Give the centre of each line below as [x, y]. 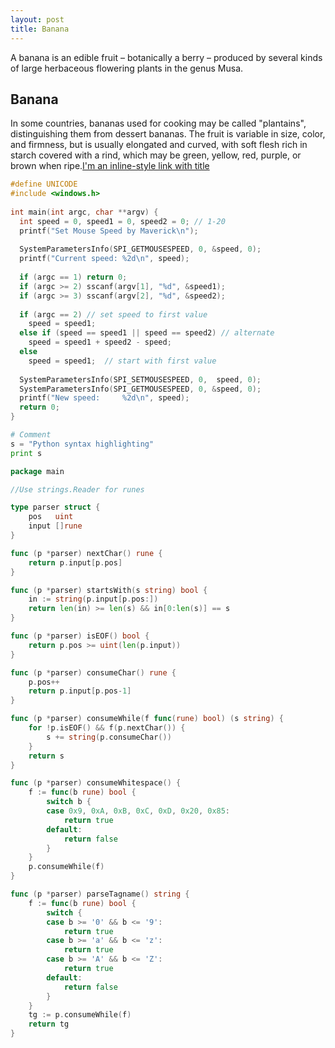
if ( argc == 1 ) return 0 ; [73, 277]
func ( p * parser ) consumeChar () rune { [93, 672]
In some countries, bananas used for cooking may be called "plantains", [158, 123]
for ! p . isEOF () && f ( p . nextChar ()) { [107, 728]
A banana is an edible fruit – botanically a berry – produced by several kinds [166, 57]
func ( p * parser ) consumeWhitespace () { [96, 783]
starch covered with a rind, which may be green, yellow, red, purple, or [156, 155]
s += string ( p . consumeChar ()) [109, 737]
